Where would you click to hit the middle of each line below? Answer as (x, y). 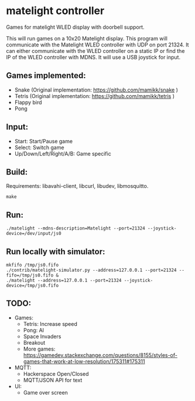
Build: (17, 172)
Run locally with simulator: (56, 252)
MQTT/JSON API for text (53, 380)
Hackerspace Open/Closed (56, 373)
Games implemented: (46, 75)
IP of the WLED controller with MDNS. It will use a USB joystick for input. (93, 57)
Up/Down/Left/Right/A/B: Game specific (63, 153)
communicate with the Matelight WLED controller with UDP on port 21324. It (97, 45)
